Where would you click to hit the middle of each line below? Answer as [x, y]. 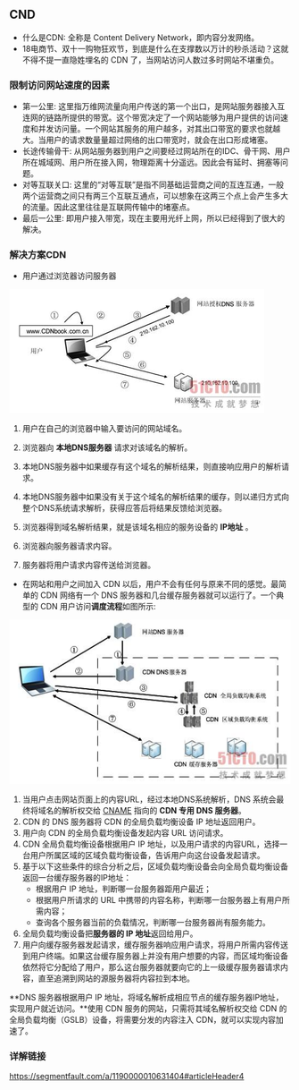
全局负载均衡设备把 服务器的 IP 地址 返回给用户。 [110, 933]
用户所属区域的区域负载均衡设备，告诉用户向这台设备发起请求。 [147, 855]
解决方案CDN [38, 255]
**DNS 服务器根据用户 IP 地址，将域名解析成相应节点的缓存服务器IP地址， [146, 997]
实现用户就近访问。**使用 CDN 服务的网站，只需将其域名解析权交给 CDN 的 [148, 1008]
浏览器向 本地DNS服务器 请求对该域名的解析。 [107, 447]
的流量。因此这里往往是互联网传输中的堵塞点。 [108, 207]
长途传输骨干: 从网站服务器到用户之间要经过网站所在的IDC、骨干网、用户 [156, 151]
